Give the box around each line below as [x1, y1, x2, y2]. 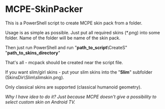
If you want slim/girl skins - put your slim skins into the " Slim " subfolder [5, 69, 153, 75]
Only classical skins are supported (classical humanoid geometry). [5, 84, 142, 90]
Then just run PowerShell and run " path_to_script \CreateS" [5, 44, 128, 50]
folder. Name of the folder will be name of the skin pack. [5, 35, 121, 41]
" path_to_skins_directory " [5, 50, 61, 56]
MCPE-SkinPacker [5, 3, 83, 15]
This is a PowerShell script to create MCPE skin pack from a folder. [5, 20, 143, 26]
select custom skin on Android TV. [5, 99, 76, 105]
